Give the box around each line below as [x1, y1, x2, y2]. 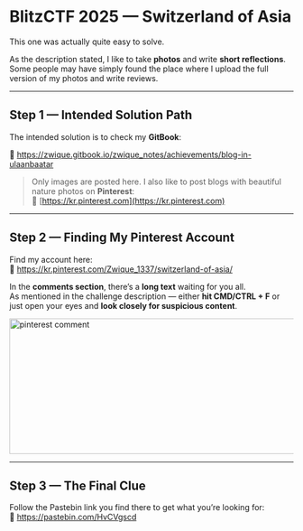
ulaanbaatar [9, 158, 54, 169]
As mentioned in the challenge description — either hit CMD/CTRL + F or [9, 291, 280, 302]
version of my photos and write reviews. [9, 72, 159, 83]
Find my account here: [9, 254, 93, 265]
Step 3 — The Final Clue [9, 478, 146, 493]
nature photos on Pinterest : [31, 185, 135, 196]
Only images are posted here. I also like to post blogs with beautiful [31, 176, 282, 187]
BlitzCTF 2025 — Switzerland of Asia [9, 6, 291, 27]
